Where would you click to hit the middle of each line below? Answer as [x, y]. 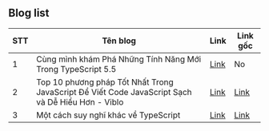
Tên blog [119, 41]
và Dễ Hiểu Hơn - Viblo [80, 101]
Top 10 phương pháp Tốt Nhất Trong [104, 81]
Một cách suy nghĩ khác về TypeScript [108, 115]
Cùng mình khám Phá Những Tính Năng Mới [118, 59]
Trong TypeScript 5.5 [76, 69]
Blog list [29, 13]
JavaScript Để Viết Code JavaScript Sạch [114, 92]
